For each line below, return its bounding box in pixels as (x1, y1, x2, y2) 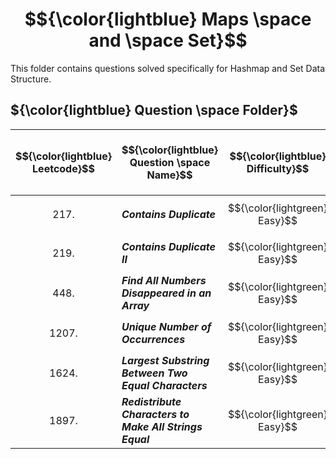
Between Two (121, 366, 188, 380)
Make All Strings (121, 419, 203, 433)
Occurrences (121, 332, 186, 346)
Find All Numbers (121, 273, 207, 287)
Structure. (10, 73, 52, 85)
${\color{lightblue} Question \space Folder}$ (10, 102, 298, 119)
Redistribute (121, 394, 182, 408)
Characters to (121, 407, 190, 421)
